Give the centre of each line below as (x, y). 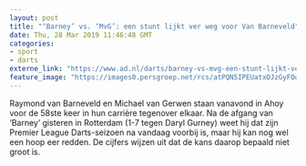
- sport (24, 52)
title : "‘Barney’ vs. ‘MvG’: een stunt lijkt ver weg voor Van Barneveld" (154, 26)
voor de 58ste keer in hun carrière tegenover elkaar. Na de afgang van (141, 113)
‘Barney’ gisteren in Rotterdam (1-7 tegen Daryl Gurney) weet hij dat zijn (144, 122)
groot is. (25, 151)
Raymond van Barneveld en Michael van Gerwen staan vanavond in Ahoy (147, 103)
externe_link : (36, 69)
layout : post (34, 18)
